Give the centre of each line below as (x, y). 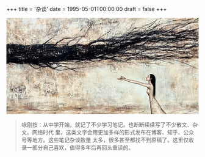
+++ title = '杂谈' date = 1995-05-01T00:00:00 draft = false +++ (87, 9)
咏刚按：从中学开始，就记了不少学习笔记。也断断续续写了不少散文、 (107, 125)
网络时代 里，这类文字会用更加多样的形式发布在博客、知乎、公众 (113, 132)
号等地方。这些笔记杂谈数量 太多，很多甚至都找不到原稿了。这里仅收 (107, 140)
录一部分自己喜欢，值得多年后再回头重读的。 (77, 148)
